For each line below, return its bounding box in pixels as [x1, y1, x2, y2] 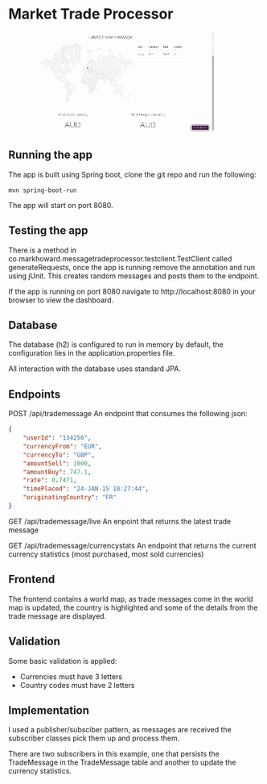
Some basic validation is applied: [8, 656, 117, 665]
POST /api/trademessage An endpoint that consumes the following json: [8, 409, 248, 419]
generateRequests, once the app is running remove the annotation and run [8, 262, 256, 272]
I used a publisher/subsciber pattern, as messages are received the [8, 725, 232, 735]
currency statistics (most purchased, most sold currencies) [8, 549, 204, 559]
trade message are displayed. [8, 611, 107, 621]
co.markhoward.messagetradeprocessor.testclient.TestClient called [8, 253, 232, 263]
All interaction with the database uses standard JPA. [8, 364, 181, 373]
